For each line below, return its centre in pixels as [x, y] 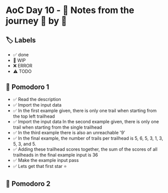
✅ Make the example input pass [46, 160]
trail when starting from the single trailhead [57, 127]
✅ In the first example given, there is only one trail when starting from [85, 111]
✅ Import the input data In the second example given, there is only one [86, 121]
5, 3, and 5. [25, 144]
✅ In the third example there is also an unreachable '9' [69, 132]
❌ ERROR [23, 66]
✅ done [21, 55]
